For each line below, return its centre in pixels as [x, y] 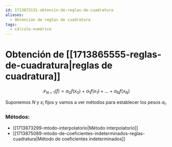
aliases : [15, 15]
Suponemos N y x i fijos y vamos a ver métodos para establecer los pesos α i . [86, 103]
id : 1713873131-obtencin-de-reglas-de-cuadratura [60, 10]
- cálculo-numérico [31, 29]
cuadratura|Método [33, 139]
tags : [11, 24]
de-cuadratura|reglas [52, 66]
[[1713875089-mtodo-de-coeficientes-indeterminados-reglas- [79, 133]
